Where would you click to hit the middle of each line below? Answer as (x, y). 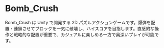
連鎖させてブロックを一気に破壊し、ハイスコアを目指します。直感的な (84, 28)
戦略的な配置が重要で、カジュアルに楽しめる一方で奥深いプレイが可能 (84, 34)
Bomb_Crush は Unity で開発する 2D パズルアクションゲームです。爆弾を (78, 22)
